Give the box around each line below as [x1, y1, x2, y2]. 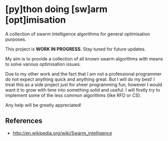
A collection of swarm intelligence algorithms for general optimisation [5, 31, 150, 37]
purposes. [5, 36, 27, 42]
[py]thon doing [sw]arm [5, 4, 108, 15]
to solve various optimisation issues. [5, 61, 81, 67]
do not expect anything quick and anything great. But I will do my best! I [5, 76, 155, 82]
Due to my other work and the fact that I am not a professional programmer [5, 70, 162, 77]
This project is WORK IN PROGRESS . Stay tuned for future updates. [5, 46, 146, 52]
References [5, 117, 43, 125]
